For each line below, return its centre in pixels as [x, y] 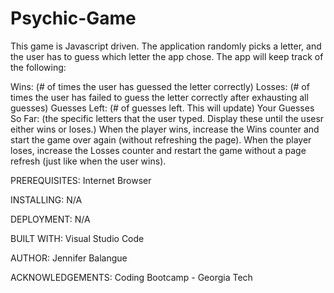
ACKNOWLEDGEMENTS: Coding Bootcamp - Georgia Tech [131, 277]
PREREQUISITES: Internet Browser [81, 180]
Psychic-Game [73, 18]
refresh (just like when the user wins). [88, 161]
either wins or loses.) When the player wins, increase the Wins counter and [165, 129]
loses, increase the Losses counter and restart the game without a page [158, 150]
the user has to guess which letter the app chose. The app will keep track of [167, 56]
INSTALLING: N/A [46, 199]
